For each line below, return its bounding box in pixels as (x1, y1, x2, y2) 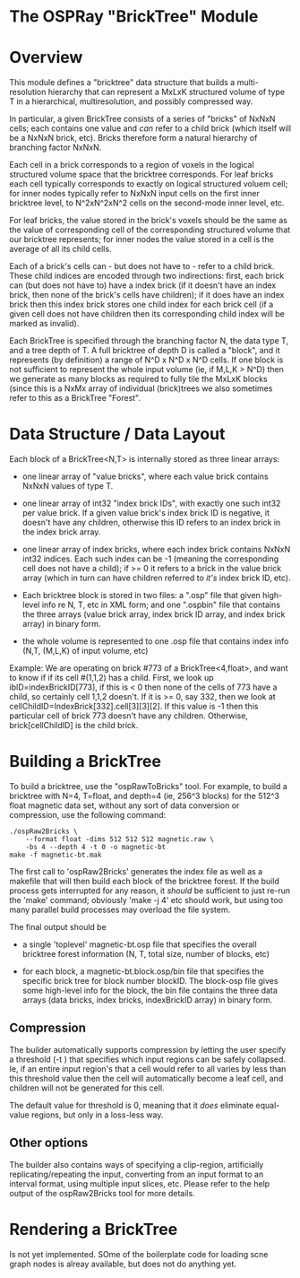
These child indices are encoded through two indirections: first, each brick (9, 271, 285, 282)
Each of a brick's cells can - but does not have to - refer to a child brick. (9, 261, 275, 272)
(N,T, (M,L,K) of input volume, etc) (21, 646, 149, 656)
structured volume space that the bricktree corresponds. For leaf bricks (9, 169, 274, 180)
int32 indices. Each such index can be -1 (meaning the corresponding (21, 553, 279, 564)
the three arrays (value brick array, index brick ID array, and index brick (21, 609, 286, 620)
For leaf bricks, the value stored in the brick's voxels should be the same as (9, 215, 288, 226)
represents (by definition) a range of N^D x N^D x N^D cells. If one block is (9, 354, 284, 365)
